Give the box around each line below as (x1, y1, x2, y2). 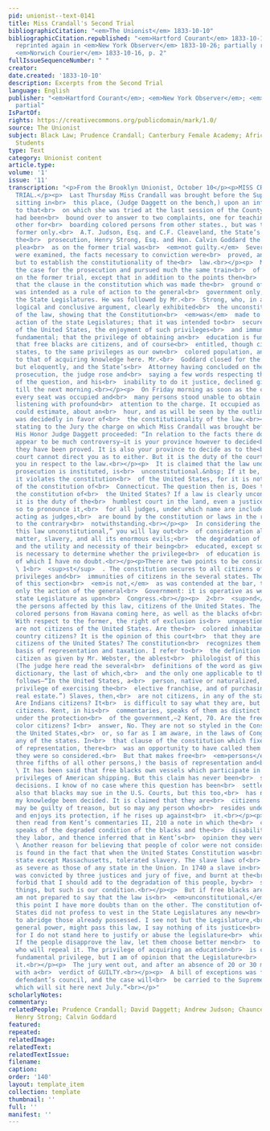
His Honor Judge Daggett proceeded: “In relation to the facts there (15, 430, 253, 438)
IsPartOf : (8, 109, 42, 117)
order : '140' (8, 1073, 52, 1081)
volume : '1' (8, 169, 48, 177)
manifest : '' (8, 1110, 52, 1118)
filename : (8, 1058, 42, 1066)
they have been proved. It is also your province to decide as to (15, 445, 243, 453)
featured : (8, 1021, 42, 1029)
